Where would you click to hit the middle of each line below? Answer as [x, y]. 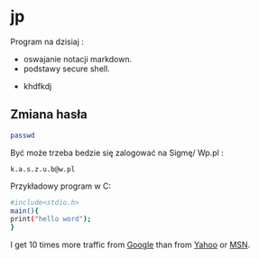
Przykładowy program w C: [61, 186]
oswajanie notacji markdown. [78, 59]
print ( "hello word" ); [51, 219]
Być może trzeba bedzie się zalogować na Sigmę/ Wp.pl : [117, 153]
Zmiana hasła [49, 115]
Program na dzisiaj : [47, 42]
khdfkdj [37, 86]
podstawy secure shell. [67, 69]
